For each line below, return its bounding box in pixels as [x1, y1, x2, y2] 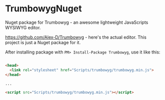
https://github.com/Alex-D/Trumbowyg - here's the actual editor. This [5, 34, 147, 40]
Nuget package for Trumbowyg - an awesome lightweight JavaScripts [5, 19, 149, 25]
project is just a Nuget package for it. [5, 39, 81, 45]
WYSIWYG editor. [5, 24, 41, 30]
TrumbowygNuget [5, 3, 82, 14]
